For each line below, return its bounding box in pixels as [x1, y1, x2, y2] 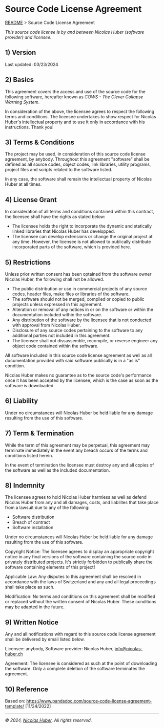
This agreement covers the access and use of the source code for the [5, 88, 145, 94]
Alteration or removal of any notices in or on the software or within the [12, 307, 154, 312]
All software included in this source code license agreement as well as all [5, 353, 152, 358]
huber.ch [5, 651, 23, 657]
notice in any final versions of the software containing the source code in [5, 554, 152, 560]
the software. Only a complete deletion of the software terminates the [5, 666, 145, 672]
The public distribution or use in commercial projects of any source [12, 286, 147, 291]
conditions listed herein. [5, 452, 54, 458]
